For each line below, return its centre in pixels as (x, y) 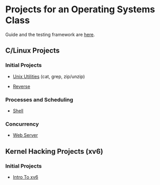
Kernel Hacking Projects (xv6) (54, 151)
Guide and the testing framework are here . (50, 34)
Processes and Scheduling (39, 99)
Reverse (22, 86)
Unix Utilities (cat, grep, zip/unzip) (49, 76)
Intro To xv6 (25, 177)
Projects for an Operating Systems (80, 9)
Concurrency (22, 124)
